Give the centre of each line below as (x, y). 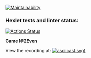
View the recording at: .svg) (46, 51)
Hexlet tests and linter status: (42, 20)
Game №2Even (21, 41)
